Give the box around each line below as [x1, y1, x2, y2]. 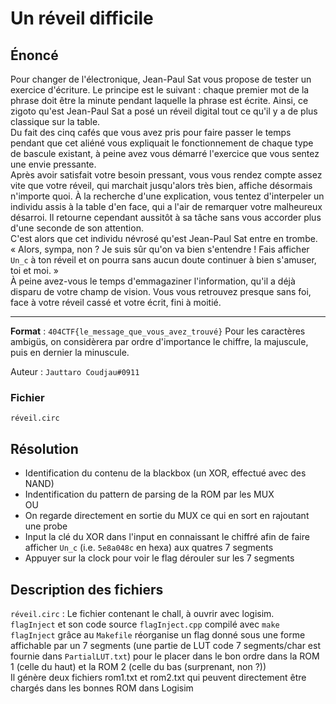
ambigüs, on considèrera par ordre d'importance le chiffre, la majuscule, [10, 336, 309, 347]
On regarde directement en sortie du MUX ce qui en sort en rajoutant [24, 510, 310, 522]
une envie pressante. [10, 158, 97, 170]
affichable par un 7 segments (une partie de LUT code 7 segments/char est [10, 639, 321, 651]
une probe [24, 520, 68, 532]
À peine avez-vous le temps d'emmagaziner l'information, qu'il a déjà [10, 275, 296, 287]
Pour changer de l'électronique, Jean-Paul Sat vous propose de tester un [10, 73, 312, 85]
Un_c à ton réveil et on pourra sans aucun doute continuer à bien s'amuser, [10, 254, 317, 266]
